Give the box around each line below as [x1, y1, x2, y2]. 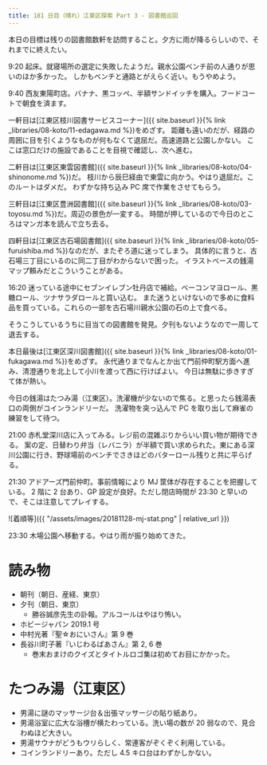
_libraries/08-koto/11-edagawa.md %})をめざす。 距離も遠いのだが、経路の [8, 125, 255, 135]
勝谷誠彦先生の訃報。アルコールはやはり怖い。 [31, 609, 186, 618]
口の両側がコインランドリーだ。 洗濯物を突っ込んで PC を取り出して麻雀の [8, 403, 253, 413]
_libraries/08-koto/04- [179, 162, 253, 171]
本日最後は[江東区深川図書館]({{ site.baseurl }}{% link [8, 346, 185, 355]
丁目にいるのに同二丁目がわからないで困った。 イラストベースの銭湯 [29, 256, 254, 265]
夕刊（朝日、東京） [19, 599, 84, 609]
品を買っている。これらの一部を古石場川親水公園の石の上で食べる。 [8, 302, 232, 312]
